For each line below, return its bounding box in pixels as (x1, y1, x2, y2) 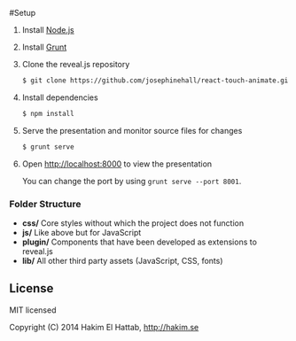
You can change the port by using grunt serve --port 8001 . (21, 175, 242, 186)
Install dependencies (21, 92, 99, 103)
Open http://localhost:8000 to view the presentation (21, 159, 213, 169)
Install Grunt (21, 42, 67, 52)
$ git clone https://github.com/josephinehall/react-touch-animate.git (21, 76, 292, 85)
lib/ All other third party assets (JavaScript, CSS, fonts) (21, 255, 223, 266)
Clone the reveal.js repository (21, 59, 130, 69)
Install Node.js (21, 25, 74, 35)
